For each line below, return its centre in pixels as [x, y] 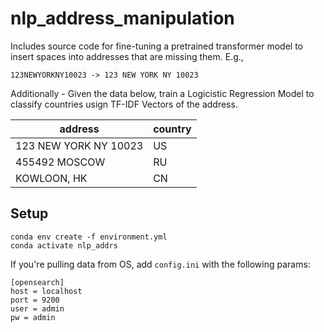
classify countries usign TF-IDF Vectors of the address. [124, 104]
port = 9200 [35, 300]
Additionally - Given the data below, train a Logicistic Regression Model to [162, 93]
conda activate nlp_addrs [64, 245]
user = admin [37, 308]
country [172, 129]
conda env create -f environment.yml [89, 237]
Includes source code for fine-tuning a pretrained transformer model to [156, 46]
